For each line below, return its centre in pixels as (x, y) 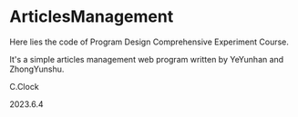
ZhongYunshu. (37, 69)
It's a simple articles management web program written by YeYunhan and (147, 59)
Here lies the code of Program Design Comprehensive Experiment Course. (149, 42)
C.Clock (24, 86)
